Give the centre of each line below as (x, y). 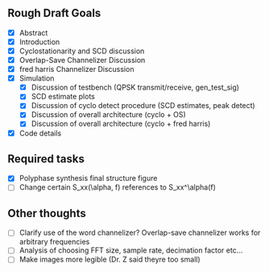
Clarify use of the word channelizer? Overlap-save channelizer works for (140, 232)
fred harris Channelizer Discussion (77, 69)
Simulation (37, 78)
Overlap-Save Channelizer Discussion (82, 60)
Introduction (39, 42)
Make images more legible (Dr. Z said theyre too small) (110, 259)
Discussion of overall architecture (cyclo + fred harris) (121, 123)
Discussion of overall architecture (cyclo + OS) (108, 115)
